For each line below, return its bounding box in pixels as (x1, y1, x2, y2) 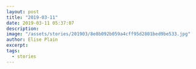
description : (6, 25, 39, 32)
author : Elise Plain (6, 37, 59, 43)
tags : (6, 48, 20, 54)
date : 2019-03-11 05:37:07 (6, 20, 74, 26)
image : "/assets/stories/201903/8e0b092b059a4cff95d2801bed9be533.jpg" (6, 31, 191, 37)
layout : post (6, 8, 39, 15)
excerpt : (6, 43, 28, 49)
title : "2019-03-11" (6, 14, 59, 20)
